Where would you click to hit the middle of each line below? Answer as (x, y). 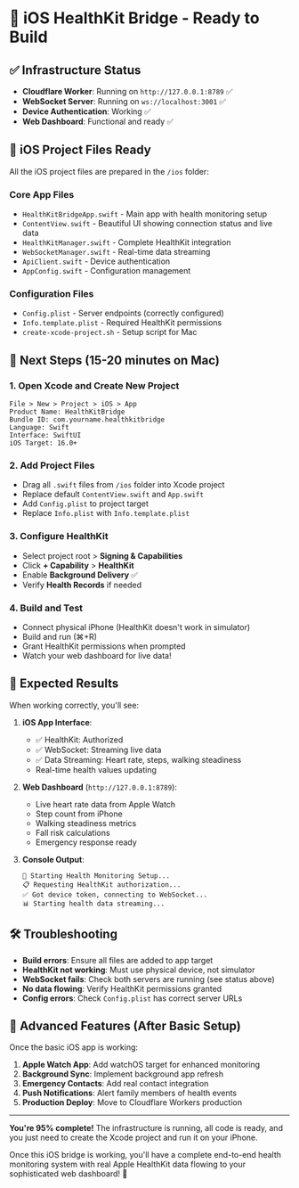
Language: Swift (39, 428)
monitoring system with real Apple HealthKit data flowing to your (128, 1164)
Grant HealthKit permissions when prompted (104, 646)
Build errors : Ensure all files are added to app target (117, 960)
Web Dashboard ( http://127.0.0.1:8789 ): (100, 787)
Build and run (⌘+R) (60, 636)
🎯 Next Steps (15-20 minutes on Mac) (114, 360)
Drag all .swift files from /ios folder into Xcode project (123, 485)
